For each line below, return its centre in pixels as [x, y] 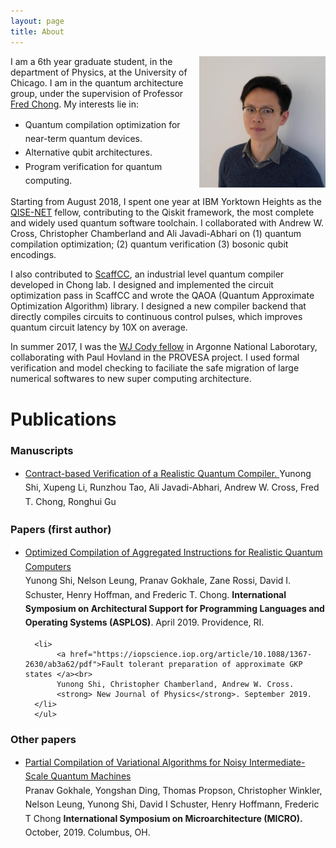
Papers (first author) [61, 530]
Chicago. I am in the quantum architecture [97, 82]
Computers [48, 566]
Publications [63, 419]
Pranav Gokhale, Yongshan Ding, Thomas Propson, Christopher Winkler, [173, 790]
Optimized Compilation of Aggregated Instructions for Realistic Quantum [173, 552]
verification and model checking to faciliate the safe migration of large [155, 368]
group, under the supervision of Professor [97, 93]
